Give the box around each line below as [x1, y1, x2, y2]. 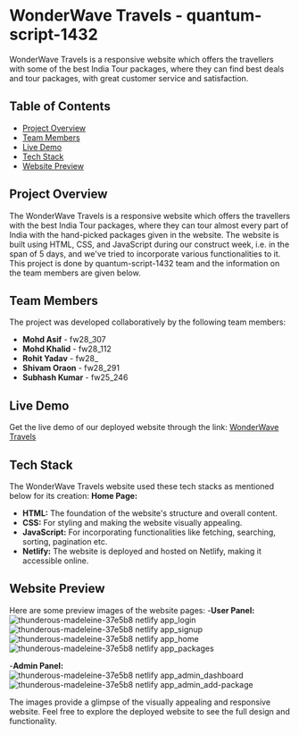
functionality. [9, 715, 58, 726]
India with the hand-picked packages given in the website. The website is [9, 229, 279, 240]
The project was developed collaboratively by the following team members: [9, 317, 287, 327]
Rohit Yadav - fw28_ [21, 353, 99, 364]
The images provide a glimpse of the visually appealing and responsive [9, 697, 270, 707]
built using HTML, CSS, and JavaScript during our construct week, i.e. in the [9, 239, 290, 249]
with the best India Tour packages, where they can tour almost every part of [9, 220, 289, 231]
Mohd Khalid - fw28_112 [21, 343, 112, 354]
